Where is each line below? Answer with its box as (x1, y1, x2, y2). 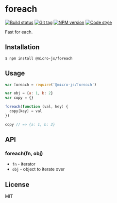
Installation (5, 43, 40, 52)
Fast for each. (5, 29, 33, 35)
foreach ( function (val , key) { (5, 104, 68, 109)
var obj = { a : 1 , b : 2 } (5, 91, 53, 96)
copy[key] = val (9, 109, 42, 114)
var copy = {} (5, 95, 34, 100)
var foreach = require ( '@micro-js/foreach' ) (5, 82, 97, 87)
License (5, 180, 30, 188)
